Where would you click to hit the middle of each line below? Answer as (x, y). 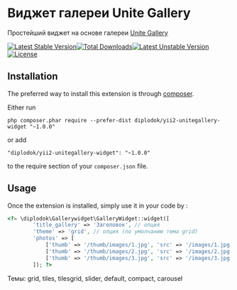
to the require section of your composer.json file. (78, 166)
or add (17, 139)
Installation (33, 76)
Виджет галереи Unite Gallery (99, 13)
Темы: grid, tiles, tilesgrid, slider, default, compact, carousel (95, 278)
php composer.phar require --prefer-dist (70, 120)
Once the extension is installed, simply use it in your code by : (98, 205)
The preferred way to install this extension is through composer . (101, 93)
